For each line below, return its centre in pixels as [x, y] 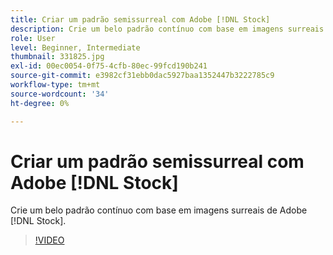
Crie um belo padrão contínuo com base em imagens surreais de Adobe [159, 210]
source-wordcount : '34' [60, 94]
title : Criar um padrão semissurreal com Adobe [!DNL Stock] [140, 19]
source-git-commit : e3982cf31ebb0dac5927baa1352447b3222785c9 [142, 76]
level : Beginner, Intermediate [75, 47]
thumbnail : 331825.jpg [57, 57]
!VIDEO [49, 240]
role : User [33, 38]
